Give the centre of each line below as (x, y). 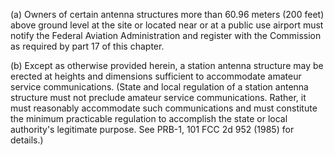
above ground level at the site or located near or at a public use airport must (167, 25)
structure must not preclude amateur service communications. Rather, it (158, 97)
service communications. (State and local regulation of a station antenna (159, 87)
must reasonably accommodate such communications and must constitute (164, 108)
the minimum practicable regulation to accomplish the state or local (149, 118)
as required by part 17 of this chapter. (87, 46)
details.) (27, 140)
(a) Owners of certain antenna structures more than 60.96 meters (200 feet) (167, 14)
